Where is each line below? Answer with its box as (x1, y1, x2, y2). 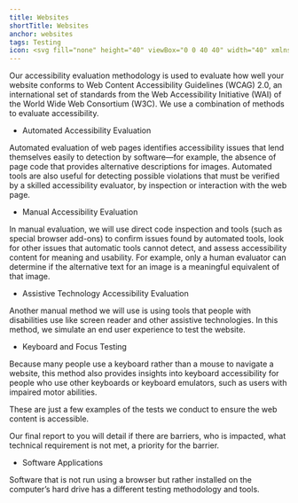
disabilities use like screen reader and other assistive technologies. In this (9, 315, 278, 326)
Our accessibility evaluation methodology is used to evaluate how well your (9, 70, 285, 81)
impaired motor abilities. (9, 387, 98, 397)
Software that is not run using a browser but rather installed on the (9, 475, 253, 485)
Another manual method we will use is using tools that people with (9, 305, 251, 316)
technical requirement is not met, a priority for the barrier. (9, 440, 220, 451)
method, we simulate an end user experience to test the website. (9, 325, 246, 335)
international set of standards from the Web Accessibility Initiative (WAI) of (9, 90, 282, 100)
